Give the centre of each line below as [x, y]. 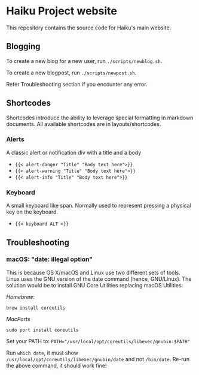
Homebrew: [21, 297]
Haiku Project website [62, 11]
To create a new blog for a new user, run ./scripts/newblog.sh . [84, 61]
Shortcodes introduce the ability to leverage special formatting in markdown [100, 118]
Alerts [16, 139]
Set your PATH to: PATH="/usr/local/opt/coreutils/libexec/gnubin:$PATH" [98, 341]
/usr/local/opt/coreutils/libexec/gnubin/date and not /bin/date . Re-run [98, 359]
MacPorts [18, 319]
